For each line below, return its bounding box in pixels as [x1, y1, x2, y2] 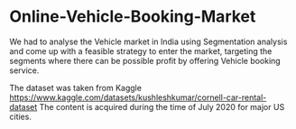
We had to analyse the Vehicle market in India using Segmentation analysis [9, 36, 288, 47]
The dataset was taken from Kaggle [9, 82, 143, 93]
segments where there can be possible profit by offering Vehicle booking [9, 55, 282, 66]
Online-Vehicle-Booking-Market [9, 6, 256, 27]
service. [9, 65, 40, 76]
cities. [9, 111, 32, 122]
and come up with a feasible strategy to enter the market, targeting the [9, 45, 273, 56]
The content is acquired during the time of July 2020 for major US [39, 101, 285, 112]
